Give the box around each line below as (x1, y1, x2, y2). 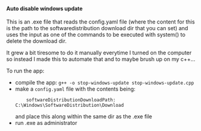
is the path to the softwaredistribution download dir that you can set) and (6, 25, 189, 32)
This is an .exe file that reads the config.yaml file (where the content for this (6, 18, 195, 25)
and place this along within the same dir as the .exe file (15, 113, 153, 120)
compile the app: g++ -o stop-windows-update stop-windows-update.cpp (15, 79, 194, 86)
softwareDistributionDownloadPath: (26, 97, 116, 103)
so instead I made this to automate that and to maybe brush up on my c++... (6, 56, 196, 63)
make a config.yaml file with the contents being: (15, 85, 136, 93)
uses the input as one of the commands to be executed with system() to (6, 31, 186, 39)
